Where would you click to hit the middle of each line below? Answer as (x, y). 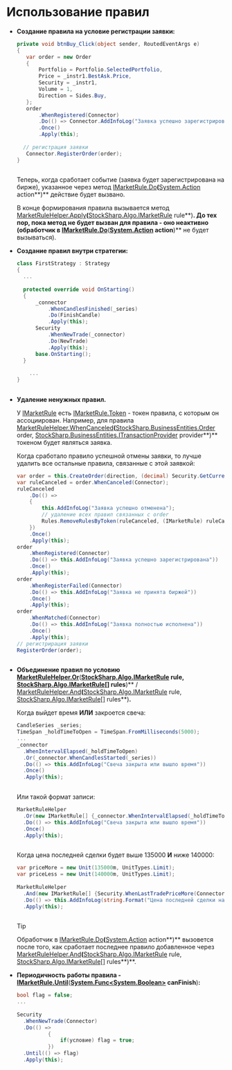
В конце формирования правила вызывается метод (93, 208)
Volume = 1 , (56, 90)
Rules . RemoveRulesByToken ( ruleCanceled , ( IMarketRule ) (123, 521)
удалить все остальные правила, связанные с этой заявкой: (106, 463)
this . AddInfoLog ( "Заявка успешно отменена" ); (108, 508)
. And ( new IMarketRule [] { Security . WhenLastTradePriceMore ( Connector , (125, 893)
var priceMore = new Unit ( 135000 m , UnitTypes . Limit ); (96, 868)
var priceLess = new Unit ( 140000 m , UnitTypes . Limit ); (96, 874)
